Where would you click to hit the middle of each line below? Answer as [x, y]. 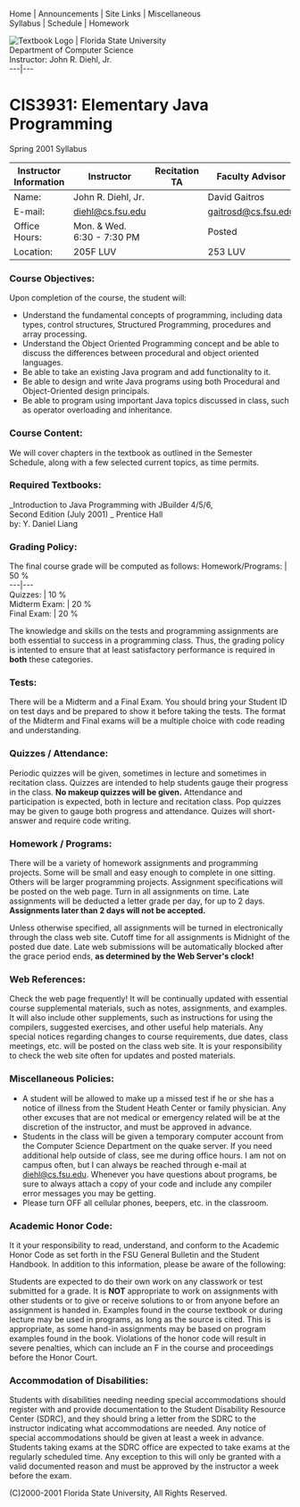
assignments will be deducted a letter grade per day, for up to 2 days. [137, 901]
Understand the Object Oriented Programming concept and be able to [150, 344]
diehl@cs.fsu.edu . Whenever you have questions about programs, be [150, 1174]
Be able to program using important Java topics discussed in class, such [155, 401]
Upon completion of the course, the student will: [98, 298]
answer [23, 820]
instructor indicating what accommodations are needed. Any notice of [138, 1428]
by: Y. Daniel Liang [44, 523]
